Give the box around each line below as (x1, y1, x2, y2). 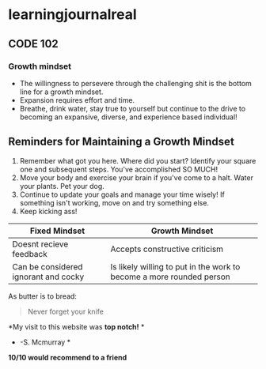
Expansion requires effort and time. (19, 95, 135, 104)
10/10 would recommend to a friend (8, 352, 127, 362)
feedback (12, 248, 47, 259)
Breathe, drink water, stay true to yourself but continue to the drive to (19, 104, 246, 113)
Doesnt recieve (12, 239, 69, 250)
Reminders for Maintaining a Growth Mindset (8, 135, 235, 149)
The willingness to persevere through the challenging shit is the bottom (19, 78, 252, 88)
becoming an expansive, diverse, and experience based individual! (19, 112, 237, 122)
